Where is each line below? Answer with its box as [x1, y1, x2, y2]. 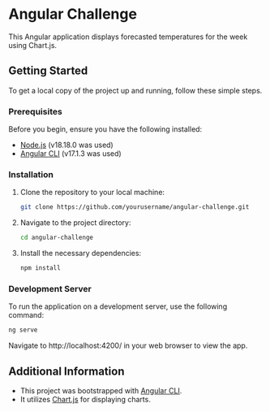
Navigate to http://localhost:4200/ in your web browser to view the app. [8, 340, 248, 350]
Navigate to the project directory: [19, 218, 131, 228]
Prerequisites [8, 106, 62, 117]
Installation [8, 168, 54, 180]
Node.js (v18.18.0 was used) [19, 140, 114, 150]
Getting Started [8, 64, 88, 78]
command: [8, 310, 45, 320]
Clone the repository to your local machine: [19, 188, 165, 197]
